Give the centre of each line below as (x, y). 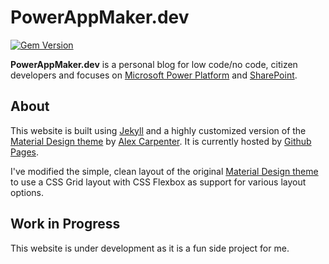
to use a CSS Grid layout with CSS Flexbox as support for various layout (158, 182)
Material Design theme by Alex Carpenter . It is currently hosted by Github (161, 141)
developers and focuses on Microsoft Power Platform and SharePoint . (154, 75)
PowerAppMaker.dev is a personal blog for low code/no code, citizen (154, 64)
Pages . (24, 152)
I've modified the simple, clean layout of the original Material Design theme (164, 171)
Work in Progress (65, 224)
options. (27, 192)
